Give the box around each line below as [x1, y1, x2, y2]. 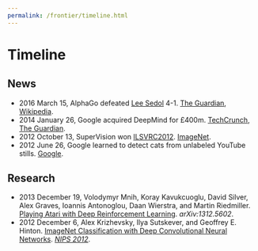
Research [7, 172, 56, 185]
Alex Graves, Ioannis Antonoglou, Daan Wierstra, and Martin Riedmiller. [18, 201, 251, 211]
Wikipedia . [18, 106, 54, 116]
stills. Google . [18, 148, 64, 158]
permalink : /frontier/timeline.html [7, 11, 128, 20]
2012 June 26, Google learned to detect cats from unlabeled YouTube [18, 140, 246, 150]
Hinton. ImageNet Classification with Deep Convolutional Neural [18, 226, 227, 236]
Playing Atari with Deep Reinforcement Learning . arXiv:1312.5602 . [18, 209, 234, 219]
